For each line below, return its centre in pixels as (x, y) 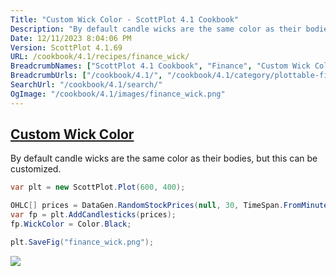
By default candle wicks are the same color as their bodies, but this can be (164, 158)
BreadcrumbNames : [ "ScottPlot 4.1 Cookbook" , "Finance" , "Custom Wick (160, 66)
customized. (36, 169)
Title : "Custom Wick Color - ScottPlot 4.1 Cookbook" (125, 19)
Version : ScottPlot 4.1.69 (66, 47)
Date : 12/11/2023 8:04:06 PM (71, 38)
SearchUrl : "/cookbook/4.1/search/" (86, 85)
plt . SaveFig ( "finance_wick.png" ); (82, 242)
